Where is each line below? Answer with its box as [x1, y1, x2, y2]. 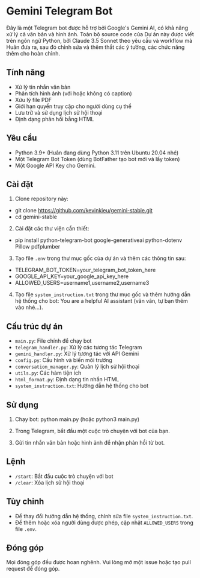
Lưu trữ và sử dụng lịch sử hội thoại [14, 109, 103, 116]
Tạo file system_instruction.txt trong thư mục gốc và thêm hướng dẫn [14, 291, 191, 298]
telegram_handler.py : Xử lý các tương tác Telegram [14, 344, 142, 351]
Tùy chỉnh [6, 497, 44, 507]
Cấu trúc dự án [6, 321, 63, 331]
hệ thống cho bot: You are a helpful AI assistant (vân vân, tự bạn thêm [14, 297, 188, 305]
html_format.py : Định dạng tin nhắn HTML [14, 376, 120, 383]
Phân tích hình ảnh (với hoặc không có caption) [14, 89, 132, 97]
